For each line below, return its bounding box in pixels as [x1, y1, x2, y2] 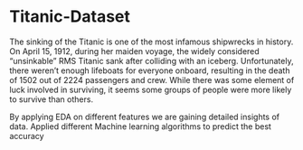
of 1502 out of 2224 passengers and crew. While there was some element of [9, 74, 295, 85]
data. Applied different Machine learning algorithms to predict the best [9, 120, 271, 132]
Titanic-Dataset [9, 6, 131, 27]
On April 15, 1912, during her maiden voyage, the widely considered [9, 45, 260, 56]
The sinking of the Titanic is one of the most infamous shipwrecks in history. [9, 36, 294, 47]
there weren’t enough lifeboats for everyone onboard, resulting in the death [9, 65, 290, 76]
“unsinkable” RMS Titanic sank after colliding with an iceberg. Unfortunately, [9, 55, 294, 66]
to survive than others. [9, 93, 93, 105]
